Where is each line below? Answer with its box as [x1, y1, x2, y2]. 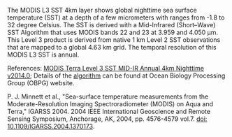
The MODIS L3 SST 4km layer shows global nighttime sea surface [7, 6, 197, 14]
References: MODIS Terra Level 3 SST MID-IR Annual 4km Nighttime [7, 64, 205, 72]
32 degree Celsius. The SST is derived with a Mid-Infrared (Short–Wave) [7, 21, 216, 29]
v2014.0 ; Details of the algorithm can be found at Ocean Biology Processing [7, 71, 226, 80]
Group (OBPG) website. [7, 79, 75, 87]
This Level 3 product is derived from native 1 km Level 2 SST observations [7, 36, 221, 44]
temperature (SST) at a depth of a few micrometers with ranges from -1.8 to [7, 13, 225, 22]
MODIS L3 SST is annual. [7, 50, 80, 59]
